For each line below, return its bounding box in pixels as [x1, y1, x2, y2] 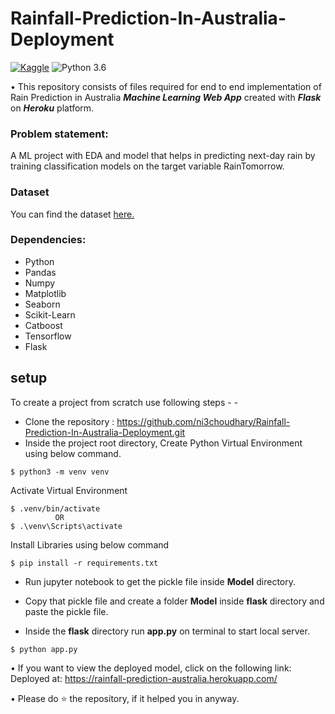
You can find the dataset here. [10, 208, 135, 220]
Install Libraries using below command [10, 538, 170, 551]
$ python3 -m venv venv [10, 467, 110, 477]
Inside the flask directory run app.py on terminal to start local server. [24, 625, 310, 637]
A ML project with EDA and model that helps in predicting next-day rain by [10, 150, 316, 162]
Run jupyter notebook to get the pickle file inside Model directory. [24, 575, 297, 587]
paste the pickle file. [24, 605, 109, 617]
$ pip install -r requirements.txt [10, 558, 159, 568]
